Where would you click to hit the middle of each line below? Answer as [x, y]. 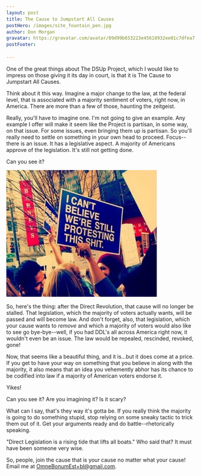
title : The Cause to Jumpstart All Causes [60, 19]
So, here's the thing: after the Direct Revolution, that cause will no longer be [100, 306]
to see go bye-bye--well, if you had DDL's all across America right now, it [97, 332]
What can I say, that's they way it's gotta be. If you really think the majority [99, 411]
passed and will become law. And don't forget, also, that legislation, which [98, 319]
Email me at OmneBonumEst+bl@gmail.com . [61, 466]
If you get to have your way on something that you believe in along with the [99, 363]
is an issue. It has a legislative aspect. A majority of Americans [98, 143]
